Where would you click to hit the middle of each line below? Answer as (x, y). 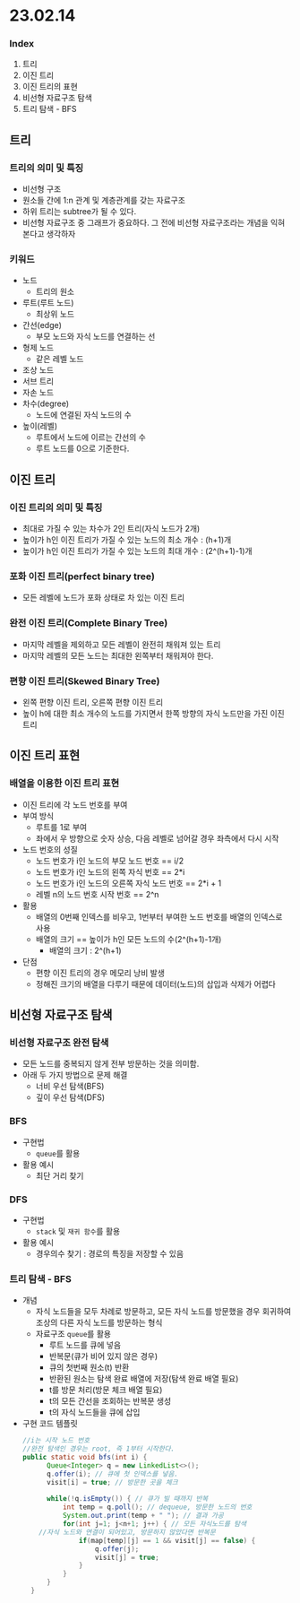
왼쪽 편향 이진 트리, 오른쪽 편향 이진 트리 (93, 702)
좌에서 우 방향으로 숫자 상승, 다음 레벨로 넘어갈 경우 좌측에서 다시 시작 (157, 838)
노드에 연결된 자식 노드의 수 (83, 415)
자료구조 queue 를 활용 (73, 1334)
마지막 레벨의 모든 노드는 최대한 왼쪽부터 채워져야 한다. (118, 655)
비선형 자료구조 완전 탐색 (59, 1043)
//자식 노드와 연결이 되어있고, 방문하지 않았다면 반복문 (128, 1532)
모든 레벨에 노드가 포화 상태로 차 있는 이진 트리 (103, 598)
